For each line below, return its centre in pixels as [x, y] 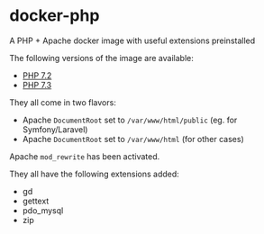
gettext [36, 201]
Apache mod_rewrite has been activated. [85, 156]
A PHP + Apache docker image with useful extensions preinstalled [132, 40]
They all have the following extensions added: [95, 174]
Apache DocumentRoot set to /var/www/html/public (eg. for [130, 120]
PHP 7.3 [37, 85]
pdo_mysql [43, 210]
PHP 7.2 [37, 75]
